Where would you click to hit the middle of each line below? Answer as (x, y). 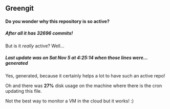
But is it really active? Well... (35, 46)
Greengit (20, 8)
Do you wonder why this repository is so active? (58, 21)
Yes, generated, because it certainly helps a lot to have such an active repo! (85, 75)
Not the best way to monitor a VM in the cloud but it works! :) (70, 101)
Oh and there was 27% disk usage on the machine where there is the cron (84, 86)
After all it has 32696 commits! (39, 33)
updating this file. (24, 91)
